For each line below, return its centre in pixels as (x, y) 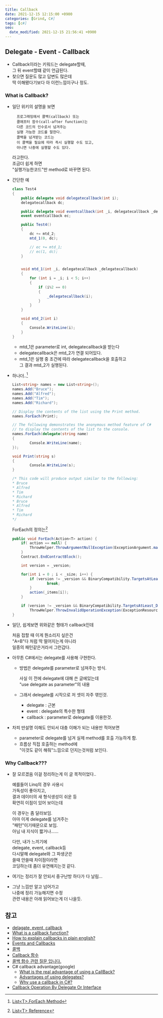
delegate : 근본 (41, 705)
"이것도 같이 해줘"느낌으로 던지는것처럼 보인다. (64, 750)
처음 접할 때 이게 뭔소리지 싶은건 (42, 635)
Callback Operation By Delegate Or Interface (57, 987)
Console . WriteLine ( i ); (53, 327)
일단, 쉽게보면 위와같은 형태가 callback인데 (53, 625)
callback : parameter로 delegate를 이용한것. (69, 717)
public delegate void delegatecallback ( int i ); (70, 198)
